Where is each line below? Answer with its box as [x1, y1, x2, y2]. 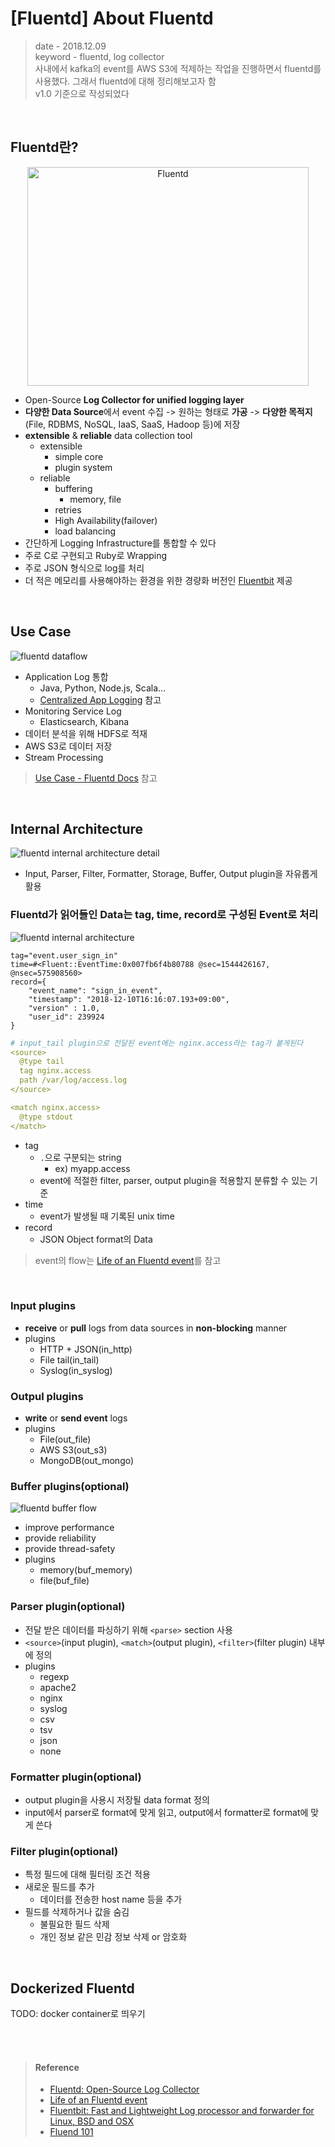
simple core [54, 450, 104, 462]
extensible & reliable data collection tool [24, 429, 193, 441]
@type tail [19, 1057, 65, 1067]
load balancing [54, 525, 117, 537]
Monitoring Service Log [24, 705, 122, 717]
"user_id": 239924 [28, 1012, 105, 1022]
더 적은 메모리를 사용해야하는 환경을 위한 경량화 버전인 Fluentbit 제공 [24, 574, 293, 586]
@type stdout [19, 1112, 74, 1122]
